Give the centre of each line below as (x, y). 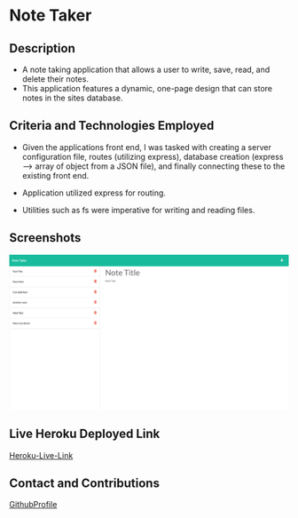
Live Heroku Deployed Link (85, 434)
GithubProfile (33, 505)
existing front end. (55, 175)
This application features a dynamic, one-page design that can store (147, 88)
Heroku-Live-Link (41, 455)
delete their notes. (55, 79)
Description (42, 48)
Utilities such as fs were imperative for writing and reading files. (138, 210)
